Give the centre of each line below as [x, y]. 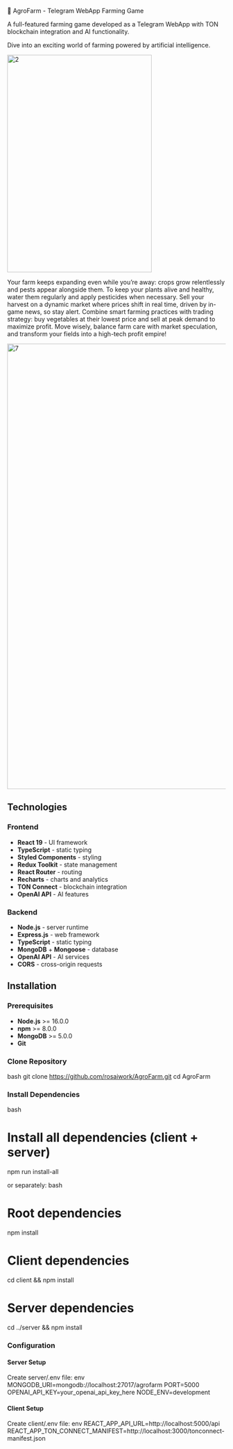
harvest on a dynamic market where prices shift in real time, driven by [107, 304]
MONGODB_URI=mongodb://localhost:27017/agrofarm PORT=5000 [103, 1385]
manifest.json [27, 1439]
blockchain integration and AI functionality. [68, 32]
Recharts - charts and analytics [63, 879]
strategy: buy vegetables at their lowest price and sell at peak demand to [111, 319]
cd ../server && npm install [45, 1328]
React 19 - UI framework [52, 842]
